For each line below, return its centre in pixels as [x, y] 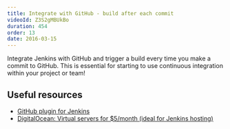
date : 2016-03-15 [32, 39]
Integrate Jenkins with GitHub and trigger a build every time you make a [109, 58]
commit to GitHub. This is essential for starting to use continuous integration [115, 66]
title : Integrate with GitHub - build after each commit [91, 13]
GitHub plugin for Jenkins [53, 111]
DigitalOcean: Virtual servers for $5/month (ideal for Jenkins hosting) [115, 118]
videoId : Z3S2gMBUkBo [38, 20]
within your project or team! [46, 73]
